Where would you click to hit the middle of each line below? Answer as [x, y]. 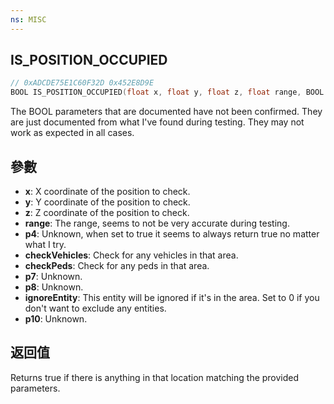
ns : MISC [28, 19]
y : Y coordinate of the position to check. [107, 202]
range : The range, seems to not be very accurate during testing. [157, 223]
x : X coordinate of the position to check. [107, 191]
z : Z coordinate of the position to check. [107, 212]
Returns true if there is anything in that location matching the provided [155, 377]
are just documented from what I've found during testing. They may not [157, 122]
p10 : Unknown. [56, 319]
